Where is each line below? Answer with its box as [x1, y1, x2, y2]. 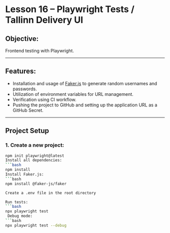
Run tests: [5, 199, 28, 205]
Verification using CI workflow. [12, 96, 77, 102]
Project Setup [5, 127, 50, 135]
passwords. [12, 86, 37, 92]
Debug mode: [7, 213, 33, 219]
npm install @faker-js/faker [5, 181, 67, 186]
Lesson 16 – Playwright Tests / [5, 4, 135, 15]
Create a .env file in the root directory [5, 190, 96, 195]
